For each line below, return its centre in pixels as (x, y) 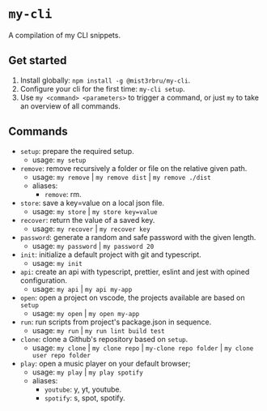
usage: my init (57, 263)
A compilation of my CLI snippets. (65, 35)
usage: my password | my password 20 (93, 246)
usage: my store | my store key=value (95, 211)
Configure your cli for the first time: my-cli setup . (102, 88)
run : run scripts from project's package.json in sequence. (116, 322)
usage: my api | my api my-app (82, 289)
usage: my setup (59, 160)
